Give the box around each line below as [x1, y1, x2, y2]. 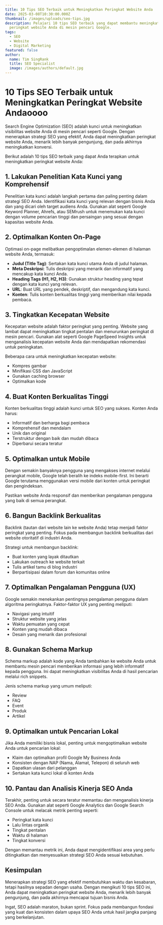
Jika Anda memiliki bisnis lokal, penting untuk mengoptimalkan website [5, 740, 147, 746]
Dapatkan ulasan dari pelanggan [12, 765, 77, 771]
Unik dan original [12, 430, 46, 436]
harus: [5, 411, 18, 417]
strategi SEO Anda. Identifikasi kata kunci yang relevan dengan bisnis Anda [5, 198, 155, 204]
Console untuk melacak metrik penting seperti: [5, 807, 98, 813]
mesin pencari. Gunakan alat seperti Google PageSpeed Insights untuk [5, 334, 147, 340]
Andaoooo [5, 107, 48, 118]
